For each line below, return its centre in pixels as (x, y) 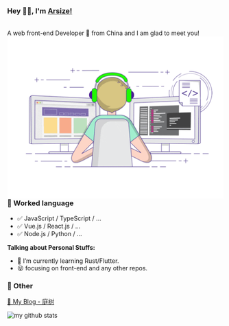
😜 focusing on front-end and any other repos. (82, 268)
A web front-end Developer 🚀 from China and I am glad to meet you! (104, 33)
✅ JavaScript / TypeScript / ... (59, 218)
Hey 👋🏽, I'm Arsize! (40, 11)
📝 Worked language (40, 203)
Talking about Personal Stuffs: (51, 247)
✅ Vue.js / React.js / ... (49, 226)
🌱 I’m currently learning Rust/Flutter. (68, 261)
